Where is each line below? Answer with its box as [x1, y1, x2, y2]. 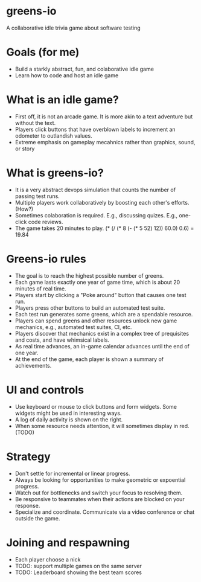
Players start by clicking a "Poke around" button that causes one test [14, 291, 187, 298]
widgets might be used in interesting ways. [14, 409, 122, 417]
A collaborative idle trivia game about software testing [6, 24, 141, 31]
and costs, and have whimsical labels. [14, 336, 110, 344]
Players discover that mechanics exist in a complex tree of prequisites [14, 330, 189, 337]
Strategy [6, 450, 51, 463]
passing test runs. [14, 192, 60, 200]
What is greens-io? [6, 166, 104, 179]
